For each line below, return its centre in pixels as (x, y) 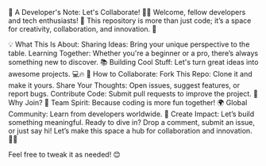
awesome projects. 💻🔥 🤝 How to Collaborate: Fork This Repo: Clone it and (130, 74)
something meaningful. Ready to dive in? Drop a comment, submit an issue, (132, 122)
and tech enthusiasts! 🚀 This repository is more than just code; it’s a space (130, 21)
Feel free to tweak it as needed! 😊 (64, 155)
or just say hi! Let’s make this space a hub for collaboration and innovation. (130, 131)
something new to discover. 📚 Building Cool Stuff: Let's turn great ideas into (133, 62)
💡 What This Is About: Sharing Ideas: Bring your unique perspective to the (129, 44)
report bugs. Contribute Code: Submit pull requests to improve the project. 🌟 (133, 94)
